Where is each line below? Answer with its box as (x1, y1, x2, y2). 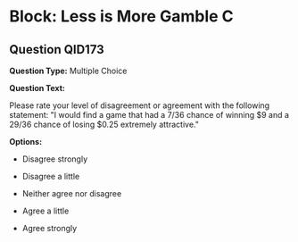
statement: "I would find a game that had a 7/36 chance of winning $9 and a (9, 110, 290, 120)
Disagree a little (21, 171, 80, 181)
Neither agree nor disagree (21, 188, 122, 198)
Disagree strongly (21, 154, 88, 164)
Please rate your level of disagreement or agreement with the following (9, 100, 270, 111)
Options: (9, 137, 43, 146)
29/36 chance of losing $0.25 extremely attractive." (9, 119, 199, 129)
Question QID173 (9, 42, 104, 57)
